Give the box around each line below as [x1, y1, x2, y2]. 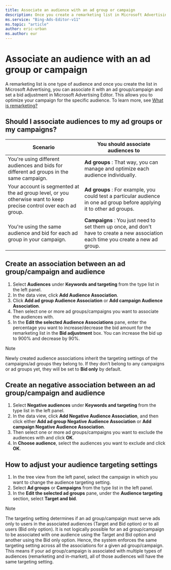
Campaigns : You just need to [84, 216, 156, 224]
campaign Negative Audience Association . [12, 424, 105, 430]
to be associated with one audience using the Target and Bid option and [5, 532, 156, 538]
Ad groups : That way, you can [84, 159, 159, 166]
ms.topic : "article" [5, 21, 49, 27]
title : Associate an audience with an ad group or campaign [5, 7, 136, 13]
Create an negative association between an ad [5, 381, 156, 389]
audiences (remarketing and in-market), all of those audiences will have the [5, 553, 164, 559]
